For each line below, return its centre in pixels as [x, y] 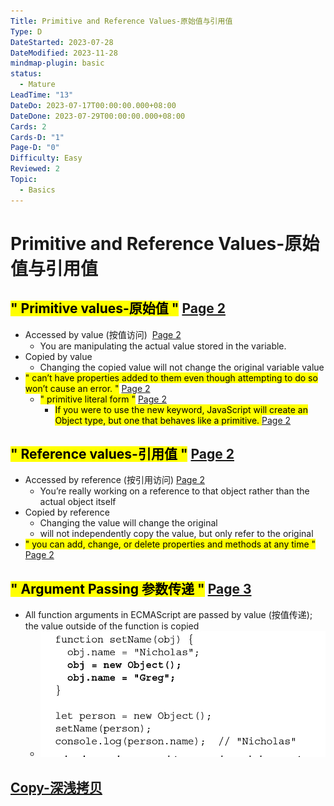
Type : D [26, 31]
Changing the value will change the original [128, 523]
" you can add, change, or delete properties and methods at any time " [170, 544]
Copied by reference [67, 512]
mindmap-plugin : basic [57, 63]
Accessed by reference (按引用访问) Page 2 [115, 480]
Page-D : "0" [35, 148]
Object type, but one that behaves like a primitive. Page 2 [173, 420]
